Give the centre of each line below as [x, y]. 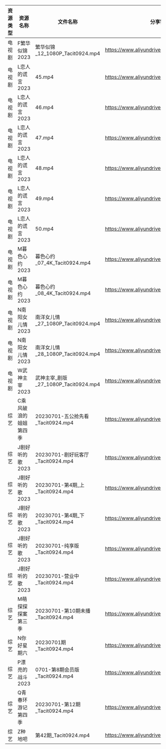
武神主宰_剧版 [51, 378]
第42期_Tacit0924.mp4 [62, 735]
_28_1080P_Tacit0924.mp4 [68, 354]
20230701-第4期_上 [60, 485]
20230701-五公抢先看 [62, 416]
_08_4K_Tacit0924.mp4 [63, 293]
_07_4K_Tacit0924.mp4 [63, 263]
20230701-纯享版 [57, 546]
